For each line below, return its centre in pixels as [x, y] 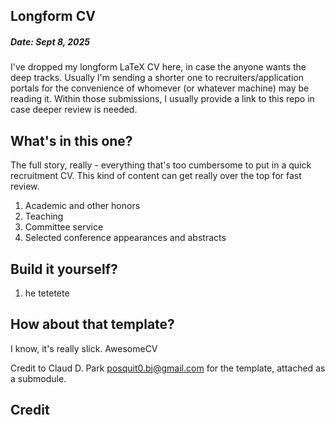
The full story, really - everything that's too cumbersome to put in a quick [161, 165]
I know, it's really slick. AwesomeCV [84, 348]
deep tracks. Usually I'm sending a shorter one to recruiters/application [157, 78]
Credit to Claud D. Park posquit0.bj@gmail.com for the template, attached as [168, 368]
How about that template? [92, 324]
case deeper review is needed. [74, 110]
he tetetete [47, 293]
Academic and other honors [82, 206]
